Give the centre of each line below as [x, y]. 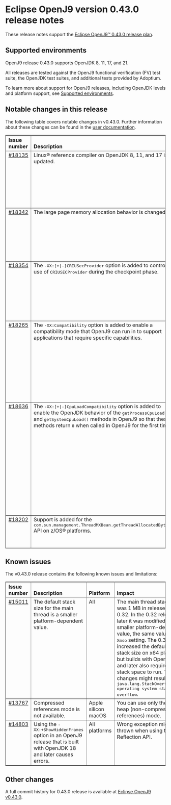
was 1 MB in [132, 608]
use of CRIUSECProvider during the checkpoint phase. [96, 271]
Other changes [30, 779]
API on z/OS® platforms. [63, 531]
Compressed [49, 703]
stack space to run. [140, 672]
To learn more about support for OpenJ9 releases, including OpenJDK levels [85, 88]
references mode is [57, 709]
